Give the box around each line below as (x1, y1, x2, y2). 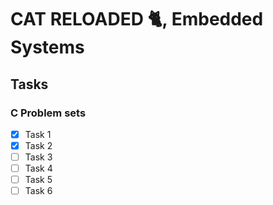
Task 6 (24, 185, 53, 197)
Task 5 (24, 174, 53, 186)
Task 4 (24, 162, 53, 175)
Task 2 (24, 139, 53, 151)
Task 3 (24, 151, 53, 163)
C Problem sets (10, 106, 87, 120)
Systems (10, 36, 85, 59)
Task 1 (24, 128, 52, 140)
